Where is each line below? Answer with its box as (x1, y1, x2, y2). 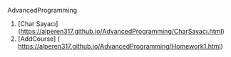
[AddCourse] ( (17, 34, 61, 43)
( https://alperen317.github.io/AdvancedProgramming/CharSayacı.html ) (17, 27, 225, 35)
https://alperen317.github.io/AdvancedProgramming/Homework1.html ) (17, 42, 223, 50)
